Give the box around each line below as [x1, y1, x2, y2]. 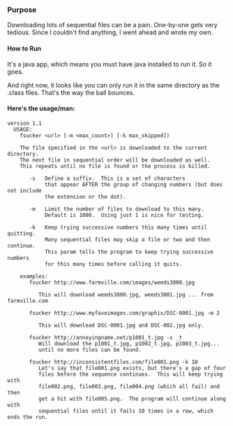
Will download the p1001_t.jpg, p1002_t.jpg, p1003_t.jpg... [38, 340, 220, 347]
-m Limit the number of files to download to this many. [29, 205, 204, 213]
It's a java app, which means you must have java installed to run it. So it [7, 59, 212, 68]
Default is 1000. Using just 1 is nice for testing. [44, 211, 204, 218]
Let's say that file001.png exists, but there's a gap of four [38, 364, 227, 371]
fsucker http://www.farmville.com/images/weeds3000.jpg [29, 278, 195, 286]
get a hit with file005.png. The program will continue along [38, 395, 227, 402]
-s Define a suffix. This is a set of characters [29, 175, 186, 182]
